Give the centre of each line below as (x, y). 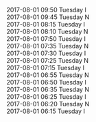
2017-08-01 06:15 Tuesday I (46, 111)
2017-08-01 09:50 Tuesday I (47, 10)
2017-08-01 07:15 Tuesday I (46, 68)
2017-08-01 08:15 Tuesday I (46, 24)
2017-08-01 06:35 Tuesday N (48, 89)
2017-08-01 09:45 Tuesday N (48, 17)
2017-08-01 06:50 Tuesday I (47, 82)
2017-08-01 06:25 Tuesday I (46, 97)
